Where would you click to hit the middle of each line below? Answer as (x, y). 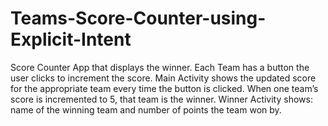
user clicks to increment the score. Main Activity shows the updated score (163, 78)
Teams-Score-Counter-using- (138, 18)
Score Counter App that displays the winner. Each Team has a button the (160, 67)
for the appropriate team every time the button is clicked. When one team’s (164, 88)
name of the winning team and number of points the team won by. (146, 109)
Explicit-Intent (71, 39)
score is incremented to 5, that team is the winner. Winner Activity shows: (161, 99)
